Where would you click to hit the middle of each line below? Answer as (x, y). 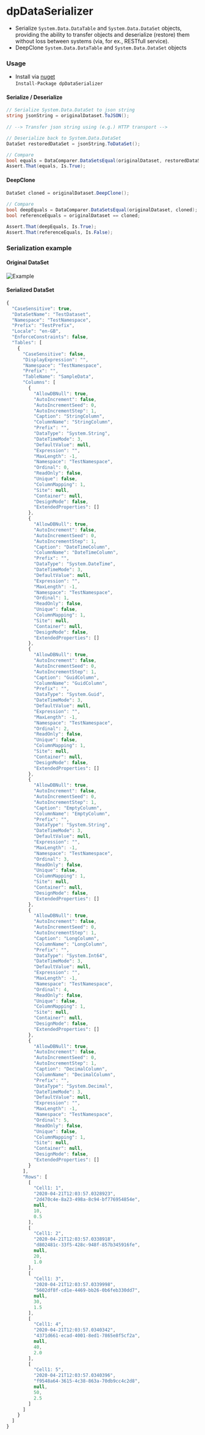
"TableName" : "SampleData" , (58, 377)
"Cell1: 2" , (49, 1234)
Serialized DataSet (31, 290)
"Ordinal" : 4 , (51, 989)
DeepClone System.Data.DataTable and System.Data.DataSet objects (101, 48)
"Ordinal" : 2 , (51, 728)
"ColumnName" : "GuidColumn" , (70, 683)
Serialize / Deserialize (34, 97)
